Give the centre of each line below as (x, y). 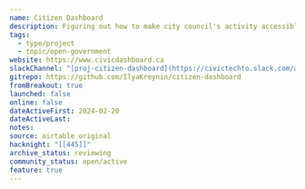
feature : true (36, 170)
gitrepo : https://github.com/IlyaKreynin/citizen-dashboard (126, 77)
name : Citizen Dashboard (56, 18)
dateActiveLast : (40, 119)
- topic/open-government (64, 52)
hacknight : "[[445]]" (50, 144)
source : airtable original (60, 136)
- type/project (46, 43)
